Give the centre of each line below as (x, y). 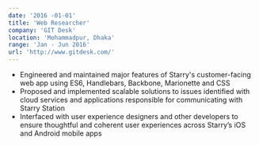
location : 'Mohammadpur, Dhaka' (61, 37)
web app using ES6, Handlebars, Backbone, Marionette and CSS (125, 83)
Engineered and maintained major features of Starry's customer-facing (135, 75)
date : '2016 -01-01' (42, 15)
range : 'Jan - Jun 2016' (49, 45)
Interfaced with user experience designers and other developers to (129, 116)
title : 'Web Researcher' (49, 23)
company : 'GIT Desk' (42, 30)
